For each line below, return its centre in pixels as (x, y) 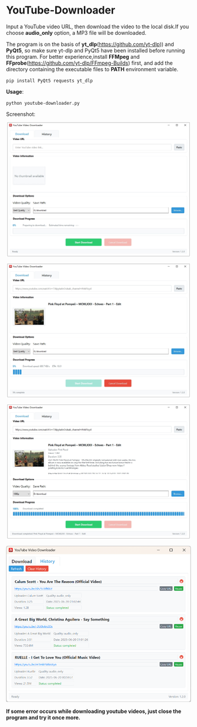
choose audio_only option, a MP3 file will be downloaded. (76, 32)
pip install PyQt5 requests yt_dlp (50, 81)
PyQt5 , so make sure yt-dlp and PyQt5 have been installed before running (96, 50)
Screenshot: (21, 114)
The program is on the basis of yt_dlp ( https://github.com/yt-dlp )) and (90, 44)
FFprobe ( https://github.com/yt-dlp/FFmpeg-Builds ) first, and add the (89, 63)
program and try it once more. (43, 718)
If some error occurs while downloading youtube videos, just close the (94, 711)
